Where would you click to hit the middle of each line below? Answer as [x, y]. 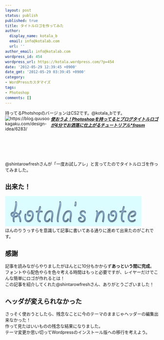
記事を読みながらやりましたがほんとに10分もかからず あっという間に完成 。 [80, 266]
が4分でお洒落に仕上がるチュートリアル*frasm [98, 125]
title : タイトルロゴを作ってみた [35, 26]
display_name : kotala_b [33, 36]
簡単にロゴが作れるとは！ [39, 279]
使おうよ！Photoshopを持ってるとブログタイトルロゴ [105, 119]
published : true [21, 20]
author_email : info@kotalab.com [38, 51]
